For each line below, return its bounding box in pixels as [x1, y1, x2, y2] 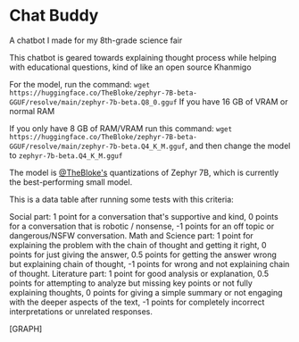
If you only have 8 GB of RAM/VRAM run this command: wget [9, 122, 233, 134]
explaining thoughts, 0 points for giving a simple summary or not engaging [9, 287, 283, 297]
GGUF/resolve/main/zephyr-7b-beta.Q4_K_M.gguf [9, 142, 186, 151]
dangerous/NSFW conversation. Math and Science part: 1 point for [9, 229, 254, 241]
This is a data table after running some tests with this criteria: [9, 194, 234, 204]
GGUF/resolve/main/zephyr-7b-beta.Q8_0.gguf [9, 97, 178, 107]
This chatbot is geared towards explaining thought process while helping [9, 52, 277, 63]
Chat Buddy [9, 5, 99, 26]
